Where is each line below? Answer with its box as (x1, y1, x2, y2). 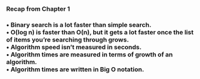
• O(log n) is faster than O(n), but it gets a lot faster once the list (6, 28, 194, 36)
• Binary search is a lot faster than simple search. (6, 20, 152, 29)
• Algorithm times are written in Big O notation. (6, 65, 144, 73)
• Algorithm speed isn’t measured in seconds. (6, 43, 142, 51)
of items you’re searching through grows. (6, 35, 130, 43)
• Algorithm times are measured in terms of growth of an (6, 50, 173, 58)
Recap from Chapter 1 (6, 5, 70, 13)
